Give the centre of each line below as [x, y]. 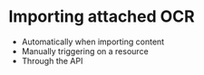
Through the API [52, 61]
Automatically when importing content [93, 42]
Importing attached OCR [102, 17]
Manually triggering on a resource [85, 51]
